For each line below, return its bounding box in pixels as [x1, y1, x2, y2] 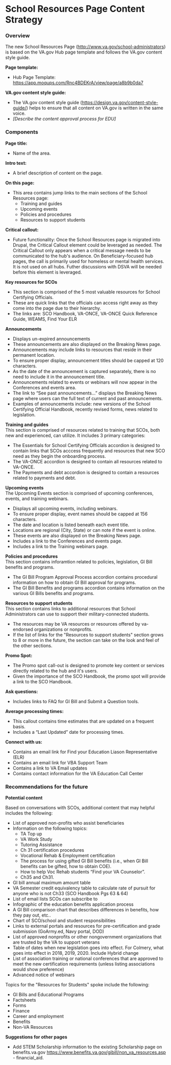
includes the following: [5, 810, 53, 816]
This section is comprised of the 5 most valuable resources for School [12, 289, 160, 295]
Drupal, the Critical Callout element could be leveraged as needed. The [12, 242, 162, 248]
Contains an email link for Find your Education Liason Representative [12, 749, 158, 755]
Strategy [5, 14, 43, 26]
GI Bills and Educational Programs [12, 992, 84, 998]
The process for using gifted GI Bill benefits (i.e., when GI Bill [20, 858, 149, 864]
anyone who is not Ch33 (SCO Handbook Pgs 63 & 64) [12, 890, 129, 897]
